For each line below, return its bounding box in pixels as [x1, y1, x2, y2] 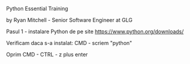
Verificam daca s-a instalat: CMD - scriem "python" [6, 40, 132, 46]
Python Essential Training [6, 5, 68, 12]
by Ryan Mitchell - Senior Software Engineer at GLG [6, 17, 132, 23]
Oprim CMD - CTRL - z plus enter [6, 51, 88, 58]
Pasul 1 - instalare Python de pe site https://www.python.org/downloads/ [6, 28, 184, 35]
